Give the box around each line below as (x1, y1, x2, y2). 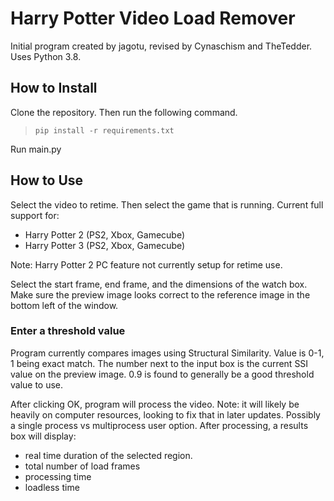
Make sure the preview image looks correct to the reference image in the (10, 288, 311, 301)
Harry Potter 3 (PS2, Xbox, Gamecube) (24, 239, 186, 251)
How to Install (10, 80, 98, 97)
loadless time (24, 481, 80, 493)
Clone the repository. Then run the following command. (10, 106, 238, 118)
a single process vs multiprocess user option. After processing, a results (10, 419, 309, 431)
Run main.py (10, 143, 62, 155)
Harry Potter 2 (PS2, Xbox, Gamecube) (24, 228, 186, 241)
